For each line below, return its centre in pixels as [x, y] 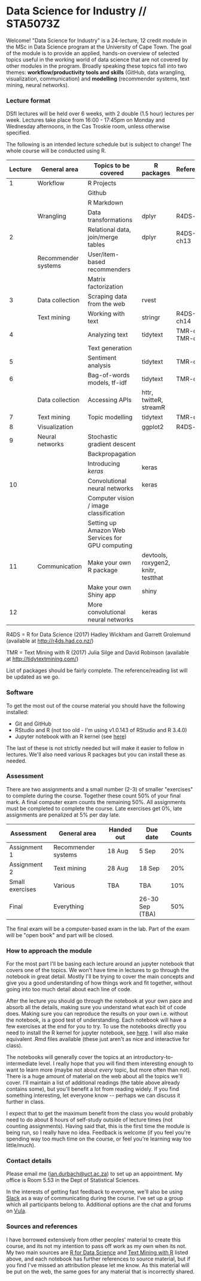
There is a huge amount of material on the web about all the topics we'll [95, 1076]
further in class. [25, 1102]
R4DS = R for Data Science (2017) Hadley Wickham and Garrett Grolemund [98, 635]
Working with [106, 314]
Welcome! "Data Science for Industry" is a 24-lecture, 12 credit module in [97, 40]
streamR [153, 407]
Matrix [97, 279]
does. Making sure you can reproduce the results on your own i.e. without [97, 1014]
